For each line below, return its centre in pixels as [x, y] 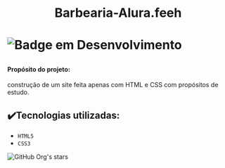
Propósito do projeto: [39, 69]
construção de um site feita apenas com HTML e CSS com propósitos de [113, 85]
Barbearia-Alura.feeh [118, 13]
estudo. [18, 92]
